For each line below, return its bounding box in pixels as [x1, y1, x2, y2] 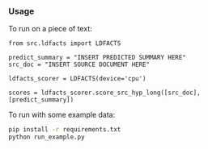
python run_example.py [8, 133, 85, 142]
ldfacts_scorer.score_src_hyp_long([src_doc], [40, 89, 201, 97]
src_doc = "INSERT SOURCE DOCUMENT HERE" [8, 60, 151, 69]
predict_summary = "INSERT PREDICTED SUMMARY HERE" [8, 54, 186, 62]
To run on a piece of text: [8, 24, 92, 34]
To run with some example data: [8, 110, 116, 120]
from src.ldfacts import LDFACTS [8, 39, 121, 48]
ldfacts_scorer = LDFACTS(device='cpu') [8, 75, 147, 83]
